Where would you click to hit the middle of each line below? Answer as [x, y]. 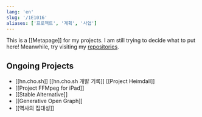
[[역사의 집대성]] [35, 108]
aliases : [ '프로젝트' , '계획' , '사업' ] [52, 23]
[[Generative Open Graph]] [49, 101]
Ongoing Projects [40, 66]
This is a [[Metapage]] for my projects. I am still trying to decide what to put [101, 41]
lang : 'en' [20, 12]
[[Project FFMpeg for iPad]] [50, 88]
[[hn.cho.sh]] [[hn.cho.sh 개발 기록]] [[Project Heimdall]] [85, 81]
